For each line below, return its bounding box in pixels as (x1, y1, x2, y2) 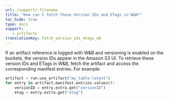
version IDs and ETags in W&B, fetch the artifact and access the (5, 60, 139, 66)
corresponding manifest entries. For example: (5, 65, 101, 72)
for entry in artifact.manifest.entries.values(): (5, 80, 115, 85)
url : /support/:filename (5, 7, 58, 13)
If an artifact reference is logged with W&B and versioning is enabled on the (5, 49, 164, 56)
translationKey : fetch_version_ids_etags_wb (5, 36, 101, 41)
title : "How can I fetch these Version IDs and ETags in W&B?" (5, 12, 143, 17)
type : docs (5, 21, 29, 27)
